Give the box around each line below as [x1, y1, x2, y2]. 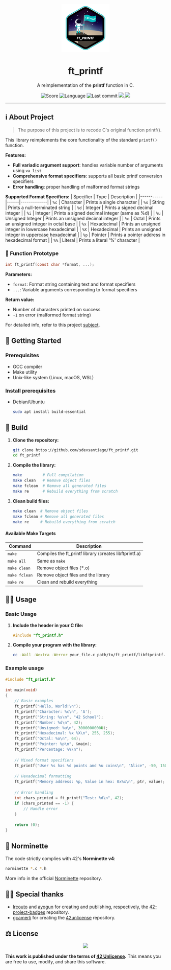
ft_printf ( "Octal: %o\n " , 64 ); [14, 736, 81, 742]
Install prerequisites [5, 387, 56, 394]
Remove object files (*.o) [37, 565, 90, 571]
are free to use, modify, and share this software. [5, 959, 106, 965]
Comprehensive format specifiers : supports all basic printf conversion [12, 173, 162, 179]
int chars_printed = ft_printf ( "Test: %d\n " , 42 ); [14, 795, 124, 800]
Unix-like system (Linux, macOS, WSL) [12, 374, 94, 380]
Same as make [37, 558, 66, 564]
